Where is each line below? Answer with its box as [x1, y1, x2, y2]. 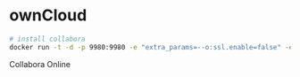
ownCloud [9, 5, 87, 26]
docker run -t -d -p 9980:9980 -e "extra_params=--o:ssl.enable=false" [9, 42, 281, 51]
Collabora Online [9, 58, 71, 69]
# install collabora [9, 35, 87, 43]
